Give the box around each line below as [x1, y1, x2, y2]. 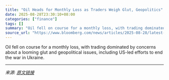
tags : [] [5, 21, 24, 26]
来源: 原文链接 [5, 70, 34, 75]
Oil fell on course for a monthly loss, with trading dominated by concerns [5, 44, 156, 50]
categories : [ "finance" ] [5, 16, 57, 21]
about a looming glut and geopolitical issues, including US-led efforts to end [5, 49, 163, 55]
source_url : [5, 30, 30, 35]
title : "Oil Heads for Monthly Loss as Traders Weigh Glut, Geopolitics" [5, 7, 163, 12]
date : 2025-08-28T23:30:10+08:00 [5, 12, 75, 17]
